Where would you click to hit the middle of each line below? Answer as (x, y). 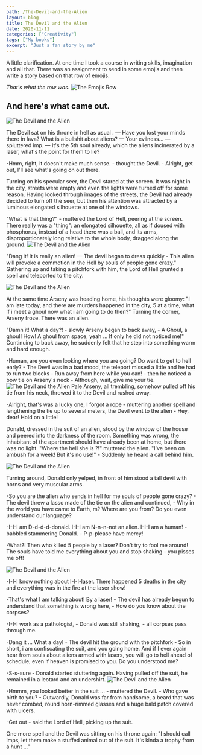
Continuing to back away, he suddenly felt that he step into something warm (101, 342)
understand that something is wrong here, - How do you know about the (96, 606)
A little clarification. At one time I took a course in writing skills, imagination (99, 62)
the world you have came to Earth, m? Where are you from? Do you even (96, 509)
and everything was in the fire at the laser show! (66, 588)
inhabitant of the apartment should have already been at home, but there (96, 442)
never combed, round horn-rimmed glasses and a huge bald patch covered (100, 704)
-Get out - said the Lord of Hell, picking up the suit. (70, 722)
